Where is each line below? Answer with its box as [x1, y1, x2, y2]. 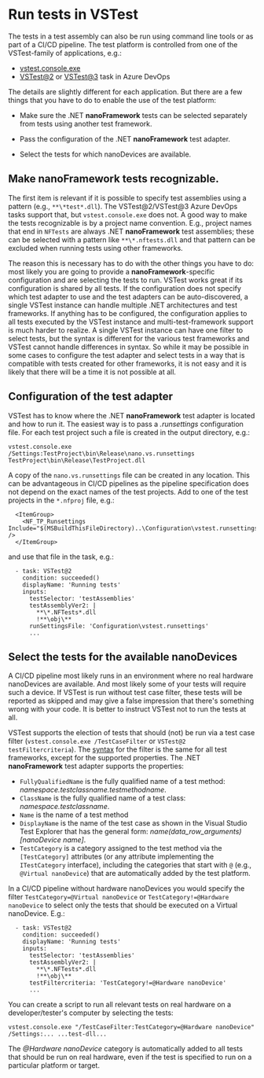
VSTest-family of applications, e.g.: [8, 48, 122, 57]
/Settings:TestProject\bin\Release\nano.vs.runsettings [8, 450, 195, 458]
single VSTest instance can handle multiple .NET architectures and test [8, 300, 238, 310]
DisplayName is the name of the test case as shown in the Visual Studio [19, 819, 247, 828]
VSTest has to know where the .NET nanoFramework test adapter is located [8, 410, 255, 420]
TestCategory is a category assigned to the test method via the [19, 844, 222, 853]
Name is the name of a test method [19, 810, 129, 819]
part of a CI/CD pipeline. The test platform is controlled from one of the [8, 39, 238, 49]
